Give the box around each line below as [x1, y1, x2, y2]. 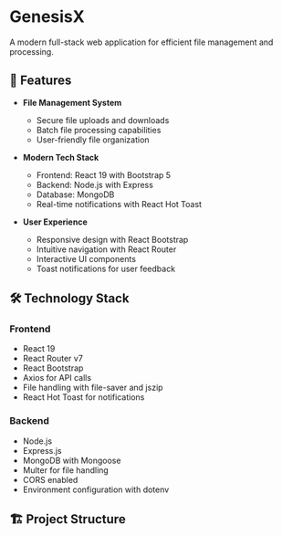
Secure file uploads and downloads [36, 114, 170, 125]
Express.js [22, 445, 62, 456]
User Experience [22, 216, 89, 227]
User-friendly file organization [36, 134, 150, 145]
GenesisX [9, 6, 85, 27]
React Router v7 [22, 353, 84, 364]
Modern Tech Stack [22, 152, 99, 163]
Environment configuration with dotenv [22, 484, 170, 495]
